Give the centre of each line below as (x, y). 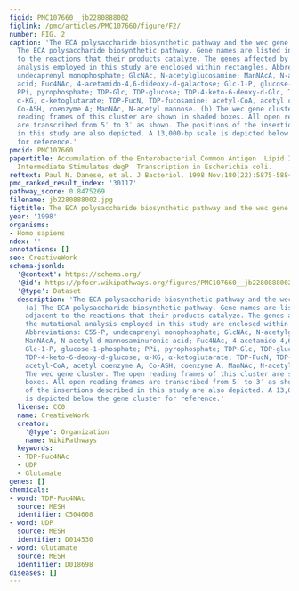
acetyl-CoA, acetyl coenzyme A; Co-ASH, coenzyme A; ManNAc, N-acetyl (159, 365)
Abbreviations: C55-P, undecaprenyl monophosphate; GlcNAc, (139, 332)
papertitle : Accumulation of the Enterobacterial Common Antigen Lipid (147, 158)
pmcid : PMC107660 (41, 150)
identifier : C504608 (55, 515)
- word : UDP (31, 523)
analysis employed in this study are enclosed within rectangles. (143, 68)
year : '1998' (33, 216)
